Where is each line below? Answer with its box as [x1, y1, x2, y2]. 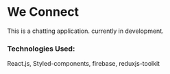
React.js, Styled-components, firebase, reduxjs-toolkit [7, 60, 160, 68]
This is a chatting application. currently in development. [7, 27, 164, 35]
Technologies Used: [7, 44, 75, 53]
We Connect [7, 4, 80, 20]
